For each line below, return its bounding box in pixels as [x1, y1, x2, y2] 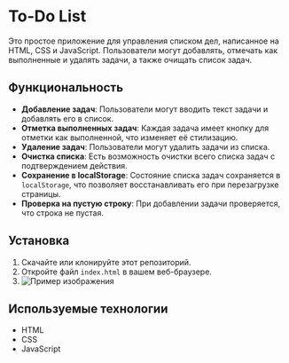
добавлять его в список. [20, 113, 114, 123]
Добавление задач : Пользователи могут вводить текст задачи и [20, 104, 269, 114]
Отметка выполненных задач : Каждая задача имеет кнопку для [20, 122, 269, 133]
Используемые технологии [8, 301, 168, 316]
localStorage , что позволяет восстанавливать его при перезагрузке [20, 179, 279, 190]
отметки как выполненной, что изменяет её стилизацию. [20, 131, 238, 143]
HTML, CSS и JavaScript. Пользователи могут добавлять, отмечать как [8, 44, 278, 55]
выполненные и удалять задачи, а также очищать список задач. [8, 54, 253, 65]
